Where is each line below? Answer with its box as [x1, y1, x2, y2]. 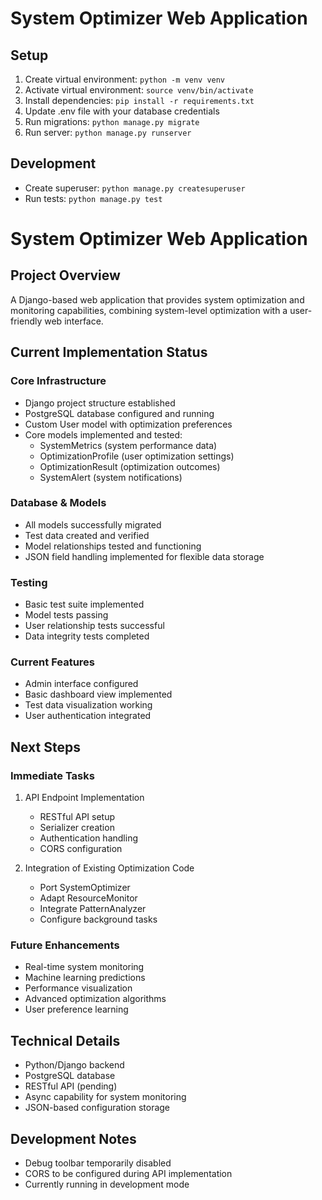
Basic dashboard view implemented [24, 688, 173, 701]
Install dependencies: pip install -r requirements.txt [24, 95, 255, 106]
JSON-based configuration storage [24, 1102, 171, 1114]
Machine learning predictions [24, 972, 146, 984]
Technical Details [10, 1032, 121, 1049]
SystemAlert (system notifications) [39, 471, 183, 483]
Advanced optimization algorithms [24, 993, 167, 1005]
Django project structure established [24, 397, 176, 409]
